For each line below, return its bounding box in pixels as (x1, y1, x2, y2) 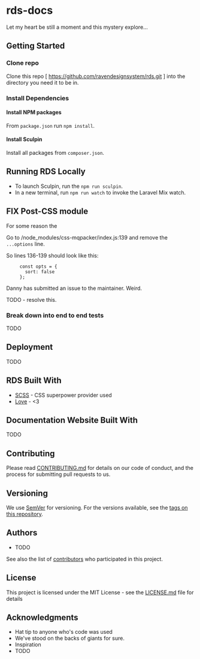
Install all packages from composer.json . (6, 149, 105, 156)
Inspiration (14, 641, 41, 648)
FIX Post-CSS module (6, 206, 89, 217)
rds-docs (6, 4, 53, 17)
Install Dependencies (6, 94, 69, 102)
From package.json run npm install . (6, 122, 95, 129)
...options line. (6, 240, 45, 247)
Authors (6, 528, 38, 538)
